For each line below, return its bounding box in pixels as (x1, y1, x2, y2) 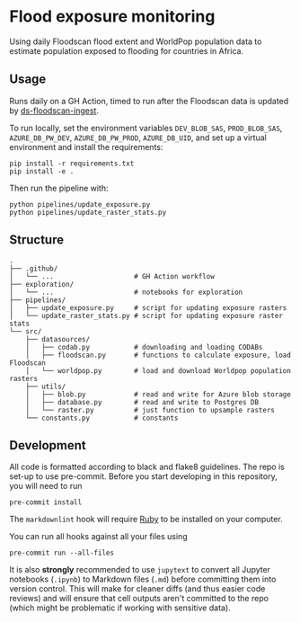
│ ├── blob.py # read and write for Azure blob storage (25, 389, 292, 399)
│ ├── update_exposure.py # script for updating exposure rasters (9, 303, 287, 312)
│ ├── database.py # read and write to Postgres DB (25, 397, 259, 406)
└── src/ (9, 326, 42, 336)
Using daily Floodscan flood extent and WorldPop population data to (9, 36, 262, 47)
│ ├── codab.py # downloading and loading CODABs (25, 342, 263, 351)
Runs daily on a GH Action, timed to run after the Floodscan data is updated (9, 95, 289, 106)
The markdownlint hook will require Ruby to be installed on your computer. (9, 514, 283, 525)
